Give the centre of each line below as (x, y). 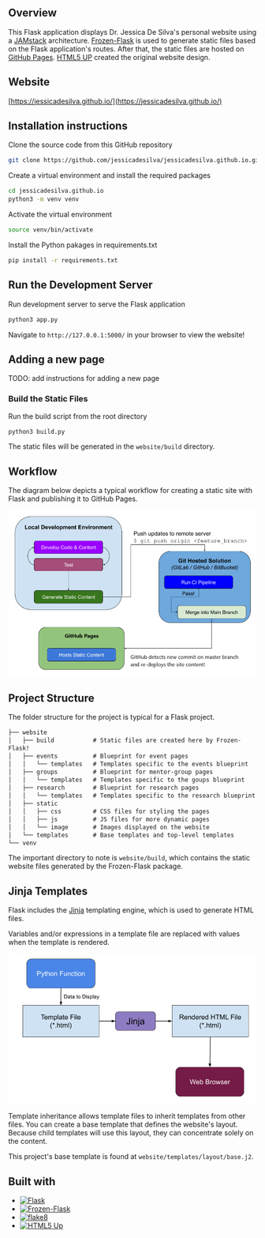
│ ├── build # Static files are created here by (111, 741)
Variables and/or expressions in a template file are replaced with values (124, 934)
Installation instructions (68, 126)
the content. (28, 1142)
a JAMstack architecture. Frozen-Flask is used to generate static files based (132, 40)
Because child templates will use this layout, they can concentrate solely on (131, 1133)
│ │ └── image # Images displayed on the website (109, 828)
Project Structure (51, 698)
